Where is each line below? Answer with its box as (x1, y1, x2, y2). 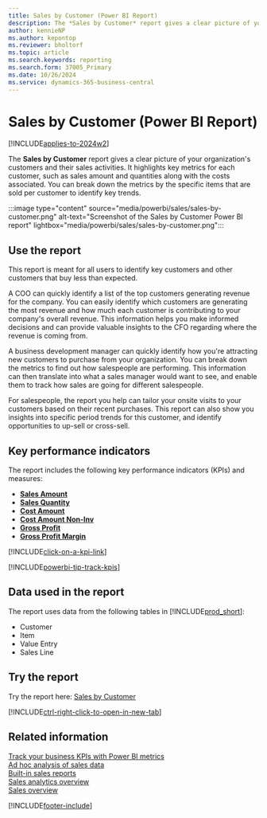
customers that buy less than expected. (8, 273, 138, 283)
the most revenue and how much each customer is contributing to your (8, 306, 241, 315)
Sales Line (19, 647, 54, 657)
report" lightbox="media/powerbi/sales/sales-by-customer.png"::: (8, 221, 224, 230)
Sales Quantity (19, 498, 70, 507)
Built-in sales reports (8, 768, 77, 777)
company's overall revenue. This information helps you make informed (8, 314, 239, 323)
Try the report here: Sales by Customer (8, 691, 137, 701)
